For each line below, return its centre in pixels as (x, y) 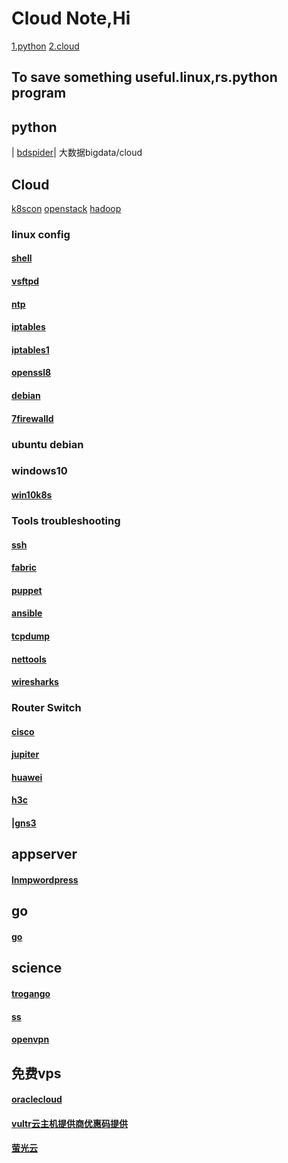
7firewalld (32, 418)
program (39, 93)
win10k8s (32, 495)
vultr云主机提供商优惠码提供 (69, 1123)
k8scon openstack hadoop (66, 208)
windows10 (39, 471)
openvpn (30, 1039)
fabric (24, 568)
